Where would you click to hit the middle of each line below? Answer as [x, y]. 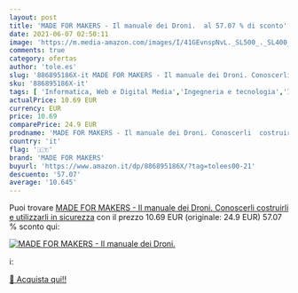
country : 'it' [35, 141]
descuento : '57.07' [45, 174]
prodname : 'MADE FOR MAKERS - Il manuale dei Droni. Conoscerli [130, 133]
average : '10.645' [43, 183]
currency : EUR [35, 108]
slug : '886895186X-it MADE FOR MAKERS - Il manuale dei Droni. [129, 75]
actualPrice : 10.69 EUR [53, 100]
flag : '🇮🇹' [31, 149]
